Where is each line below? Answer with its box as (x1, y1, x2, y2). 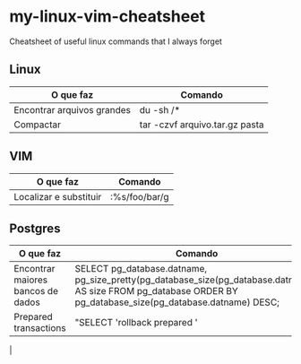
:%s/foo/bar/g (110, 190, 169, 203)
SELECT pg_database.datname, (74, 263, 208, 275)
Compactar (13, 118, 61, 131)
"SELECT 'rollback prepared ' (74, 316, 199, 329)
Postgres (9, 221, 61, 236)
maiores (13, 273, 47, 286)
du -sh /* (139, 103, 181, 116)
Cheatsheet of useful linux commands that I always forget (9, 36, 222, 47)
